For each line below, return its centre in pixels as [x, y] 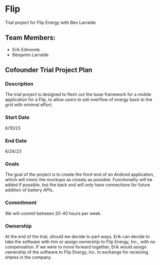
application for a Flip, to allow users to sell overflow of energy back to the [79, 100]
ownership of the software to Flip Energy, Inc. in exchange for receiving [77, 252]
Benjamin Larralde [30, 55]
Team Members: [30, 38]
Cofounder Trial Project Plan [49, 70]
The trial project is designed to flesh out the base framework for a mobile [78, 95]
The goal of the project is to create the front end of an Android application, [80, 174]
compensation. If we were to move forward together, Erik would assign [76, 246]
